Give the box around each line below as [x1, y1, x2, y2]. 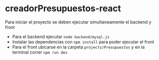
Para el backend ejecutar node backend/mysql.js [12, 34, 110, 40]
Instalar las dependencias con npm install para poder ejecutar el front [12, 39, 155, 44]
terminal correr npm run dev [12, 49, 68, 55]
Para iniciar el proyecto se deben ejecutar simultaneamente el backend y [5, 19, 152, 25]
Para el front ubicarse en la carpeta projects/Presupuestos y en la [12, 44, 145, 50]
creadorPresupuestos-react [5, 3, 121, 14]
